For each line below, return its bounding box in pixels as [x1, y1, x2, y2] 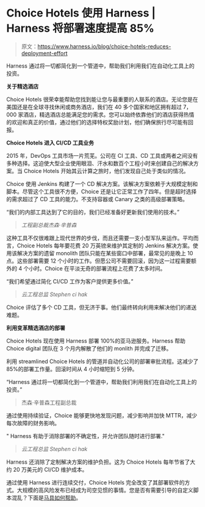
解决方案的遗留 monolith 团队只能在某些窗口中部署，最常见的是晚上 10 [16, 249, 193, 257]
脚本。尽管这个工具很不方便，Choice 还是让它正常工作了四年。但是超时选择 [6, 188, 197, 195]
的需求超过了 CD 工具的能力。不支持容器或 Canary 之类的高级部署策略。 [6, 195, 188, 202]
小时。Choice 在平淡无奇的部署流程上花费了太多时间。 [28, 264, 166, 272]
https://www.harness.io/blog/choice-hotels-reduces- [37, 43, 171, 50]
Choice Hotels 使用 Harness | [6, 6, 156, 20]
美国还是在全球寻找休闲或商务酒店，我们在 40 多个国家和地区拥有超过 [6, 103, 182, 110]
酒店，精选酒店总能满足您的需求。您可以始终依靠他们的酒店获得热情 [23, 111, 195, 118]
